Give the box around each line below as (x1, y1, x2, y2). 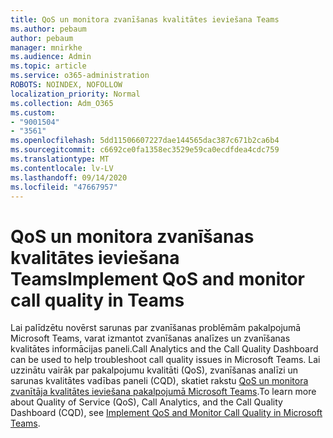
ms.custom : (10, 107, 56, 118)
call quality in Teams (10, 289, 185, 311)
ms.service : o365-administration (10, 71, 150, 81)
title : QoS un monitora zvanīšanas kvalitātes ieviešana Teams (10, 14, 280, 25)
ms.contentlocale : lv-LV (10, 163, 114, 173)
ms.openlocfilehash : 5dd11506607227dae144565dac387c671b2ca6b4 (10, 136, 280, 146)
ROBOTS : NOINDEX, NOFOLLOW (10, 80, 123, 90)
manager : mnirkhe (10, 42, 83, 53)
